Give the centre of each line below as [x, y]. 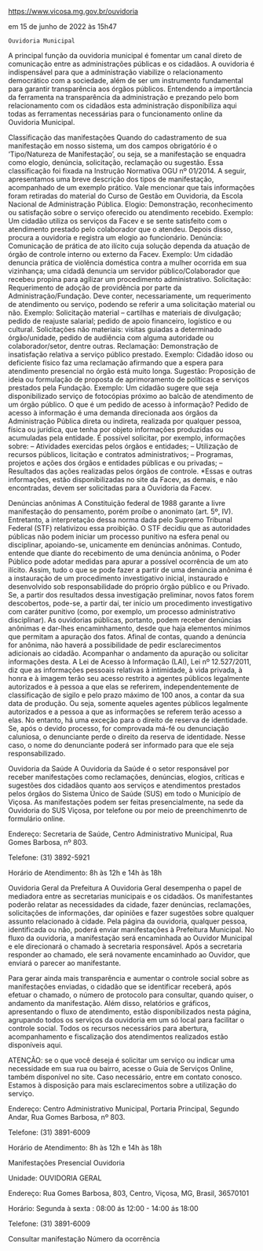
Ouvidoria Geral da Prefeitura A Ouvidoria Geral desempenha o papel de [125, 888]
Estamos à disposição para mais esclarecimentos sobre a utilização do [122, 1085]
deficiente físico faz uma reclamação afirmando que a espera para [116, 363]
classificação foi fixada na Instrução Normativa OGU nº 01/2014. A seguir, [127, 171]
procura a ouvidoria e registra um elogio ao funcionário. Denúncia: [116, 238]
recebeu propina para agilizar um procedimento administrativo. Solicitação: [130, 279]
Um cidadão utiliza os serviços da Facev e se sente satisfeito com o [118, 221]
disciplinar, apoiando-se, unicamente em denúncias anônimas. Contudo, [125, 545]
